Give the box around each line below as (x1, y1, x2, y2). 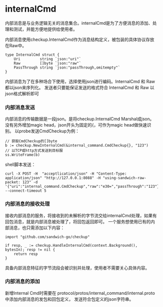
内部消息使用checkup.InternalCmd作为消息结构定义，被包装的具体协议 (5, 36, 146, 42)
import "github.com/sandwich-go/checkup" (5, 235, 90, 239)
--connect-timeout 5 (5, 188, 47, 193)
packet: (5, 180, 21, 185)
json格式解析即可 (5, 90, 39, 96)
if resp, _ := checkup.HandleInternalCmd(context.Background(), (5, 243, 138, 248)
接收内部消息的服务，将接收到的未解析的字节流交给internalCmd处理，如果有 (5, 213, 157, 218)
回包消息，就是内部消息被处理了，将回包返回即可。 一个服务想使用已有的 (5, 218, 151, 224)
